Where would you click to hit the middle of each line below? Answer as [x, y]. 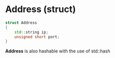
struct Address [21, 23]
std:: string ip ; [32, 32]
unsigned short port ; [37, 37]
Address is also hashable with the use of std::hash [58, 51]
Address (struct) [41, 9]
